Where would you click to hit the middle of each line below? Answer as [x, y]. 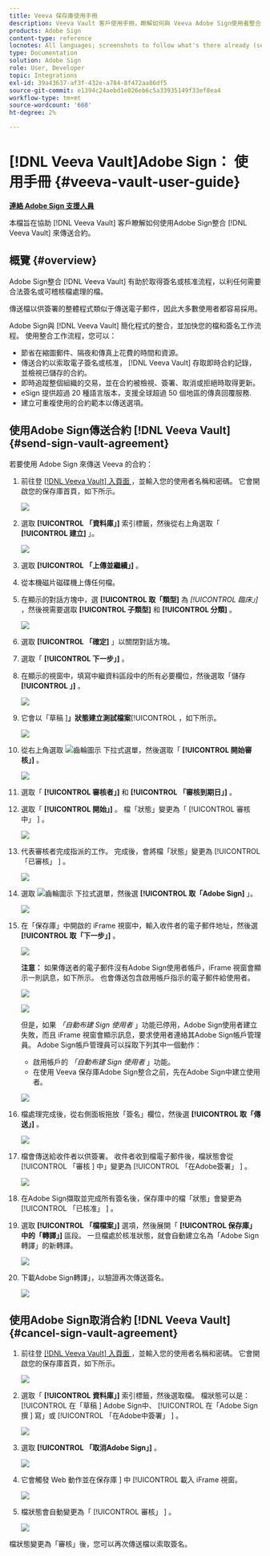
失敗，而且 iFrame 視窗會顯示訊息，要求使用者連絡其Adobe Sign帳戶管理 [141, 1034]
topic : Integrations [44, 75]
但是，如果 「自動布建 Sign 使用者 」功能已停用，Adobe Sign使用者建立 [139, 1025]
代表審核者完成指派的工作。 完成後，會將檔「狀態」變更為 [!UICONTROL [141, 851]
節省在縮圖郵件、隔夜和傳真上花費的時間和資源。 [101, 352]
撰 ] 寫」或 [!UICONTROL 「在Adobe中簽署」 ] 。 [102, 1416]
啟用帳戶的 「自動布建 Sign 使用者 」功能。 [104, 1062]
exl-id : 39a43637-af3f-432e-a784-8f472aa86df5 [88, 83]
